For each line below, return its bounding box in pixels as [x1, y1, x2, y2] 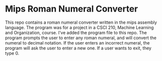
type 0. [5, 50, 20, 56]
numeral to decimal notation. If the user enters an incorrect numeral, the [5, 40, 150, 46]
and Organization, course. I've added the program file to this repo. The [5, 30, 147, 35]
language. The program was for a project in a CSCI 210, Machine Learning [5, 24, 154, 30]
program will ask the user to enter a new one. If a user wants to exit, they [5, 45, 152, 51]
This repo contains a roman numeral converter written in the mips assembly [5, 19, 157, 25]
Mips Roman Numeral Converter [5, 3, 138, 15]
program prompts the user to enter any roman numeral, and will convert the [5, 35, 157, 41]
